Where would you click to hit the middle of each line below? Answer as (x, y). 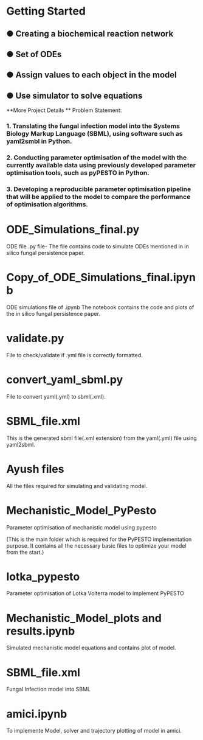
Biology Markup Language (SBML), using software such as (95, 134)
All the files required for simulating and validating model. (77, 486)
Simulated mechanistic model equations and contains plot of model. (91, 648)
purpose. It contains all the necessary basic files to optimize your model (96, 545)
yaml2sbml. (21, 444)
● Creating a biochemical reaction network (90, 34)
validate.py (35, 338)
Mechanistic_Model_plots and (84, 618)
